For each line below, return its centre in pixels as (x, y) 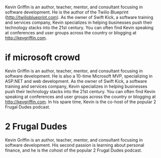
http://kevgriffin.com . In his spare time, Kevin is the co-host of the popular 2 (80, 102)
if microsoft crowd (43, 57)
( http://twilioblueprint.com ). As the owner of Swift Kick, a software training (79, 17)
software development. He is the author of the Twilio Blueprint (67, 12)
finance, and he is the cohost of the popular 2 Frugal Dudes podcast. (74, 150)
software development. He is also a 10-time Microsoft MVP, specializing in (79, 76)
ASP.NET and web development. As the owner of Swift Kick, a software (76, 81)
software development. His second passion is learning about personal (74, 145)
